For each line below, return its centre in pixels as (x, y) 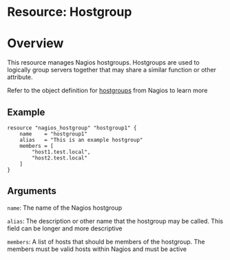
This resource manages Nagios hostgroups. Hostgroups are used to (103, 63)
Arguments (32, 191)
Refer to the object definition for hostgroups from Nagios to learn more (107, 91)
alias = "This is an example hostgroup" (81, 140)
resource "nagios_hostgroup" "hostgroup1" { (72, 128)
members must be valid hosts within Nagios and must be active (97, 249)
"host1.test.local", (61, 152)
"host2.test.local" (60, 158)
